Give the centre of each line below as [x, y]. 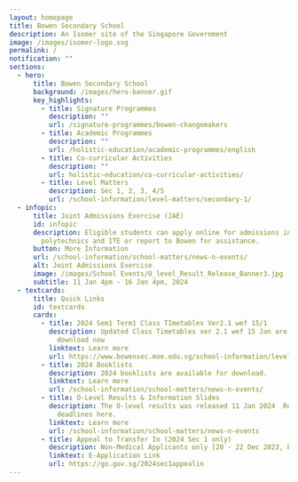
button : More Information [80, 249]
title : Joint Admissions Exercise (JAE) [108, 216]
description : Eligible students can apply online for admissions [156, 232]
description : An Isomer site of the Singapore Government [118, 34]
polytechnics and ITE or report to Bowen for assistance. [150, 241]
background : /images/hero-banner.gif [102, 92]
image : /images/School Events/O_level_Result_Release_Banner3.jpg [158, 274]
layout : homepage [41, 17]
